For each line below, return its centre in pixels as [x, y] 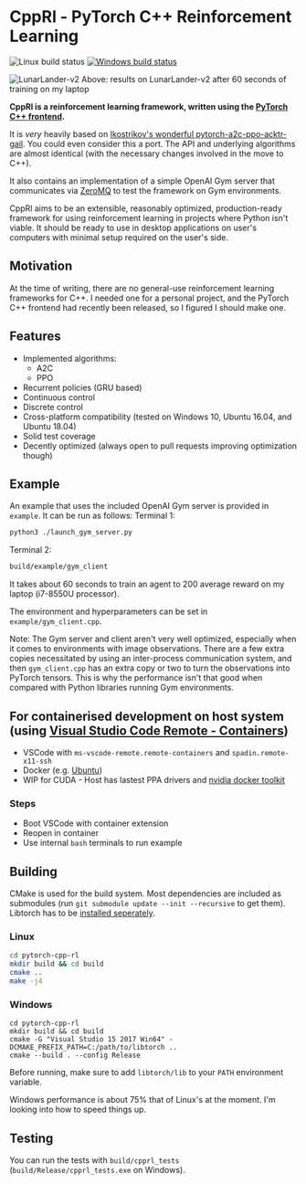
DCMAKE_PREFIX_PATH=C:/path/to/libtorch [88, 1048]
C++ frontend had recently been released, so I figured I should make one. [148, 307]
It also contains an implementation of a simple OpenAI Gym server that [142, 181]
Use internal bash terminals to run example [102, 843]
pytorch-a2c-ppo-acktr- [242, 133]
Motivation [41, 266]
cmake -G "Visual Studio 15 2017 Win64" [88, 1040]
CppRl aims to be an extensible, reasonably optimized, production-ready [146, 208]
